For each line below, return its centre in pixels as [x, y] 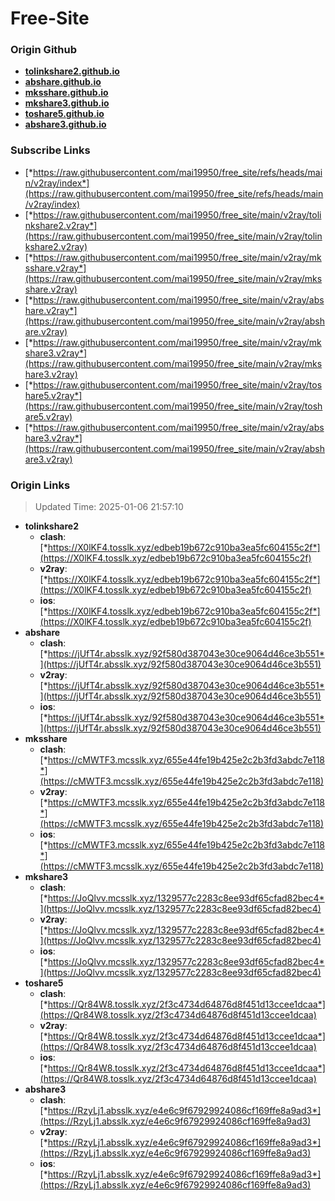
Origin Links [40, 485]
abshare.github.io [63, 82]
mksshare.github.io [66, 93]
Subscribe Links [50, 150]
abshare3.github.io [65, 124]
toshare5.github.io [64, 114]
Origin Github [44, 50]
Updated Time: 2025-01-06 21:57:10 [109, 507]
